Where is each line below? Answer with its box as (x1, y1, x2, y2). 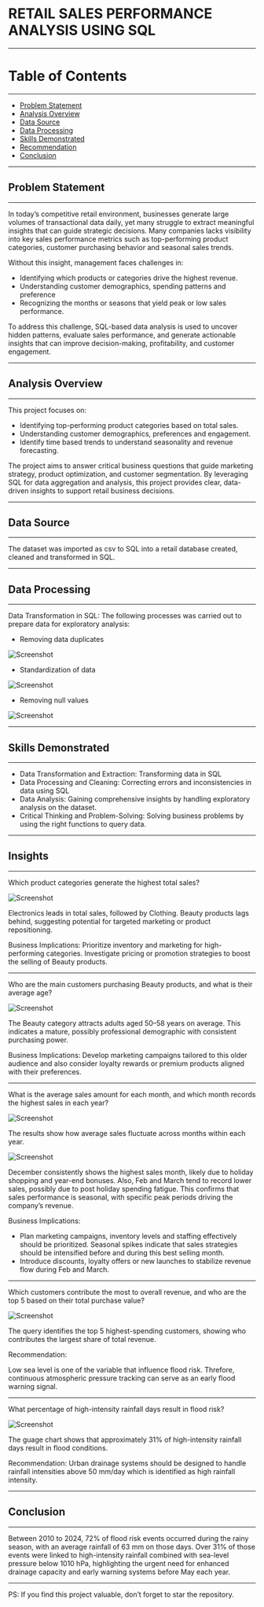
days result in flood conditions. (8, 1443, 108, 1452)
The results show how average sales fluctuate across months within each (8, 1128, 246, 1137)
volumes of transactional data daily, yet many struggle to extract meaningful (8, 217, 255, 227)
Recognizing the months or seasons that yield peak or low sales (19, 298, 226, 308)
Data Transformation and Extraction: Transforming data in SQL (19, 768, 222, 779)
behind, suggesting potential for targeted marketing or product (8, 916, 211, 926)
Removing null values (19, 695, 89, 705)
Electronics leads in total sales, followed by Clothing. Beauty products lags (8, 908, 250, 917)
